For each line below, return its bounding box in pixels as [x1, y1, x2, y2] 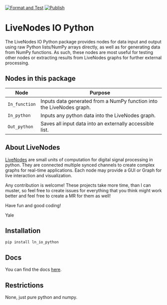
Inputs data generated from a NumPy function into [40, 97, 158, 104]
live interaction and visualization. [5, 172, 72, 178]
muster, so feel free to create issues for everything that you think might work [5, 187, 162, 193]
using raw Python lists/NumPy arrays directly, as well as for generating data [5, 44, 161, 50]
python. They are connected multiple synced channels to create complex [5, 162, 155, 168]
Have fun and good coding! [5, 202, 61, 208]
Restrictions [5, 281, 44, 290]
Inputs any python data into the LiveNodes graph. [40, 112, 156, 119]
